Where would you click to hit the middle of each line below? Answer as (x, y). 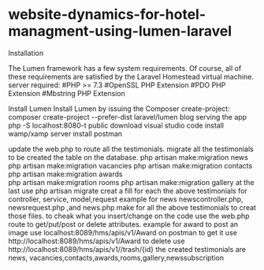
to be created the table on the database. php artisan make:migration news (128, 157)
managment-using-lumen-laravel (120, 31)
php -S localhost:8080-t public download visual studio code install (116, 125)
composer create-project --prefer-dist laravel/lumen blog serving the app (127, 117)
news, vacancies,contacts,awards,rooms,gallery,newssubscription (116, 257)
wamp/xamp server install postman (65, 133)
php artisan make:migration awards (65, 174)
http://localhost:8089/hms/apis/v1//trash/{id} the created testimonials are (127, 249)
